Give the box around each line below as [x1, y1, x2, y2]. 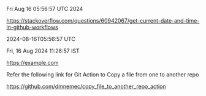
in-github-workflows [6, 24, 58, 31]
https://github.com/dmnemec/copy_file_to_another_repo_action [6, 83, 166, 90]
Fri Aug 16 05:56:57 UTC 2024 [6, 6, 83, 12]
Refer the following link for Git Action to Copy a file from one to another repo [6, 71, 199, 78]
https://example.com [6, 59, 59, 66]
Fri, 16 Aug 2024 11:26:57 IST [6, 47, 80, 54]
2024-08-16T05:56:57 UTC [6, 35, 75, 42]
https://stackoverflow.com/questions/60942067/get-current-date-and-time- [6, 17, 200, 24]
